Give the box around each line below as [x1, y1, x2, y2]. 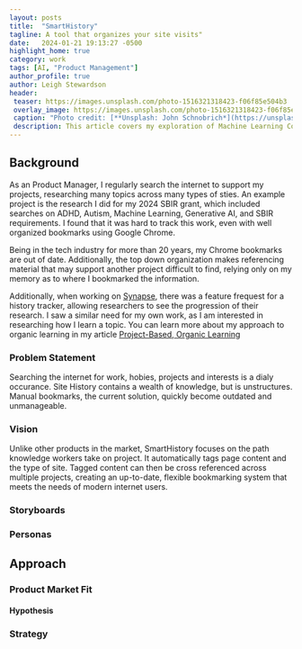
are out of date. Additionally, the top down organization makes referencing [9, 254, 285, 265]
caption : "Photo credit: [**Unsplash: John [13, 113, 179, 122]
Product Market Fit [9, 582, 93, 595]
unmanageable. [9, 401, 67, 411]
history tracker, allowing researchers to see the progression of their [9, 300, 259, 311]
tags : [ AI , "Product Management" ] [9, 64, 139, 73]
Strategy [9, 627, 49, 640]
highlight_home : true [9, 47, 91, 56]
